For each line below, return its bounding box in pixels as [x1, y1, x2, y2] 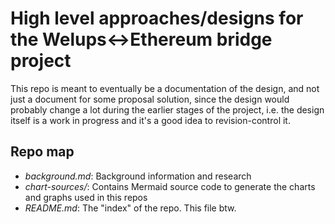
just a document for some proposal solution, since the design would [10, 93, 290, 105]
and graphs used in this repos [24, 191, 148, 203]
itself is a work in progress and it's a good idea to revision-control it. [10, 114, 291, 126]
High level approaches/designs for [10, 7, 304, 30]
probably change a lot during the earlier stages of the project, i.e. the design [10, 103, 325, 116]
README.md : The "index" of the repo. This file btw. [24, 202, 237, 214]
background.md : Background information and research [24, 170, 252, 182]
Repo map [10, 143, 75, 161]
